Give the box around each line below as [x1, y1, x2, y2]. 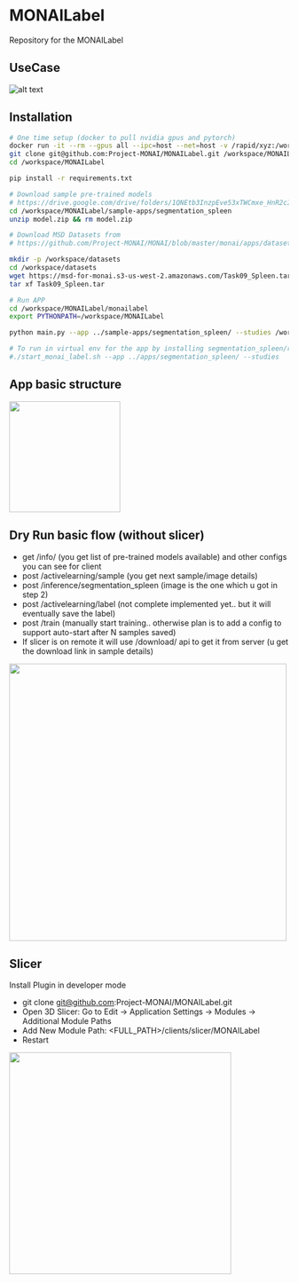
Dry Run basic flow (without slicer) [9, 528, 205, 543]
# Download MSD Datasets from [9, 231, 122, 240]
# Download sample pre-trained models [9, 190, 153, 199]
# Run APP [9, 295, 46, 304]
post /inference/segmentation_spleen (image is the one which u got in [21, 579, 278, 590]
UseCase [9, 60, 60, 75]
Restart [21, 1035, 49, 1045]
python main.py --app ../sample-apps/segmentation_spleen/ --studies [9, 328, 272, 337]
